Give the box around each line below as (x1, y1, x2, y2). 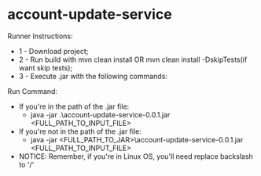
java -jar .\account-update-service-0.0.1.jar (30, 110, 171, 119)
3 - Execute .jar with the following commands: (18, 71, 168, 81)
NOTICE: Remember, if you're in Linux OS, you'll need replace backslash (18, 151, 253, 161)
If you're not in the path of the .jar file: (18, 127, 142, 136)
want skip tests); (18, 63, 73, 72)
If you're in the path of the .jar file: (18, 102, 130, 111)
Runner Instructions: (7, 31, 73, 41)
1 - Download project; (18, 46, 89, 56)
